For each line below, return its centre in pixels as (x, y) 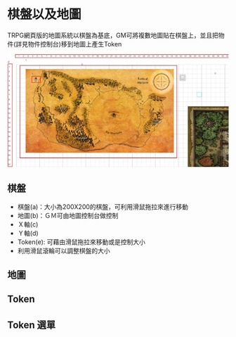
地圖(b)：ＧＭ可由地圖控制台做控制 (68, 215)
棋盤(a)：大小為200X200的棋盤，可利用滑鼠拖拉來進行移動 (103, 206)
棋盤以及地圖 (45, 14)
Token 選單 (32, 325)
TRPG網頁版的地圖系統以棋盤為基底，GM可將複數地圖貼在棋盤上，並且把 (113, 35)
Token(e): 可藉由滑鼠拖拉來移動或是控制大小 (81, 242)
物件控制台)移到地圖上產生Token (75, 44)
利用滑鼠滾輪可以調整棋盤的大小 (64, 250)
